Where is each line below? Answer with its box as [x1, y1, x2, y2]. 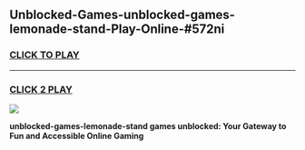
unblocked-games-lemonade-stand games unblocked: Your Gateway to [9, 120, 287, 131]
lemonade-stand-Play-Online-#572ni [9, 22, 225, 37]
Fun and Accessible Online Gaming [9, 130, 144, 141]
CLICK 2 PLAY [9, 83, 73, 95]
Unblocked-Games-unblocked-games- [9, 7, 236, 23]
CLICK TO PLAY [9, 49, 80, 62]
